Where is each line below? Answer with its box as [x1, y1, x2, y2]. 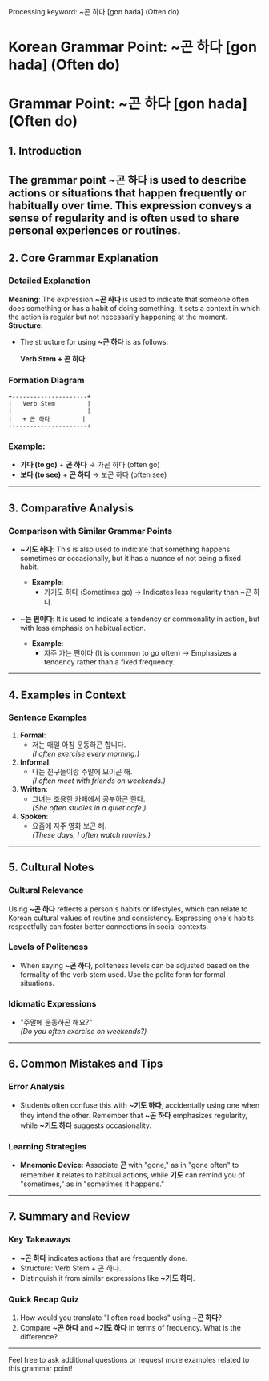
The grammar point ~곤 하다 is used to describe [8, 173, 247, 187]
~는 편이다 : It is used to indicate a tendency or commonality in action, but [19, 614, 260, 624]
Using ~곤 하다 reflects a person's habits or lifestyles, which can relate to [8, 904, 248, 914]
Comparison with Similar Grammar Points [8, 525, 173, 536]
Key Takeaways [8, 1234, 71, 1245]
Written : [19, 784, 48, 793]
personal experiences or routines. [8, 224, 182, 238]
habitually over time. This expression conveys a [8, 199, 252, 212]
